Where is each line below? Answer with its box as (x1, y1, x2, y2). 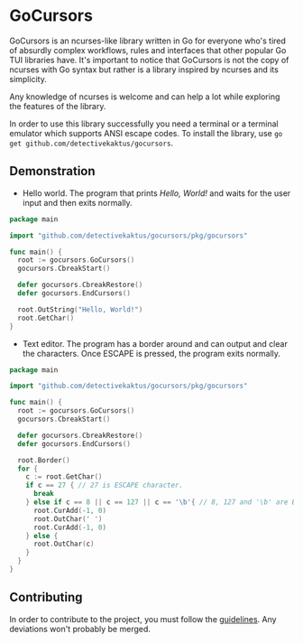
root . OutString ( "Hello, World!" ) (17, 304, 143, 314)
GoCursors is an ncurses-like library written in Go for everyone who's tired (9, 35, 287, 46)
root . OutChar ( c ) (32, 539, 95, 549)
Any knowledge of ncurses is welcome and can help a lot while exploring (9, 91, 280, 102)
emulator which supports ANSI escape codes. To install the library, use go (9, 127, 283, 138)
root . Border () (17, 455, 70, 465)
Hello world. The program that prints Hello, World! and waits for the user (22, 187, 291, 199)
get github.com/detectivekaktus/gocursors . (9, 137, 174, 148)
